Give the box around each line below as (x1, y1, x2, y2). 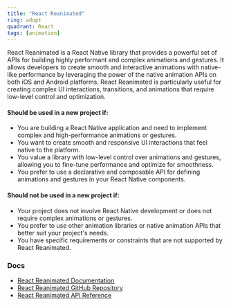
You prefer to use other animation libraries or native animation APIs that (17, 221, 221, 229)
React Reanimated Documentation (17, 276, 115, 285)
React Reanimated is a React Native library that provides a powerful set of (7, 48, 218, 57)
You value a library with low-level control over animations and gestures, (17, 153, 221, 161)
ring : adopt (7, 17, 41, 24)
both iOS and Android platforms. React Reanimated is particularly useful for (7, 78, 222, 87)
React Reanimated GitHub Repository (17, 283, 123, 291)
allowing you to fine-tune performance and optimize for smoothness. (17, 161, 214, 169)
